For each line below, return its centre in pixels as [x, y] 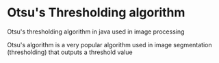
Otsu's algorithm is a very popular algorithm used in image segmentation [109, 45]
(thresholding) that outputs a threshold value [70, 52]
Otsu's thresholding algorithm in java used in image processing [96, 32]
